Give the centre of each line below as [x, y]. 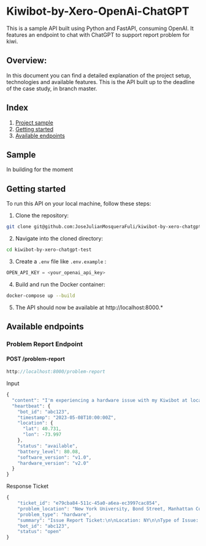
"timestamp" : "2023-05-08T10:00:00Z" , [67, 417]
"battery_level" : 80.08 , [49, 452]
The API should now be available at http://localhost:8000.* [89, 307]
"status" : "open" [40, 532]
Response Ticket [28, 486]
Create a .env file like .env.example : [61, 261]
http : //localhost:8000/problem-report [56, 372]
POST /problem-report [36, 359]
